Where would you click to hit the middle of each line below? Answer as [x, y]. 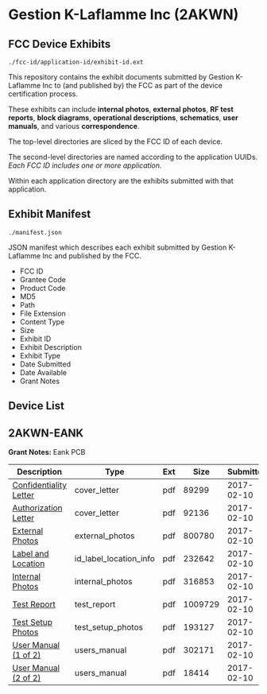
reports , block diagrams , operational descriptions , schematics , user [123, 118]
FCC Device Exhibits [60, 44]
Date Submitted [45, 364]
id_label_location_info [114, 559]
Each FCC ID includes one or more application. [85, 165]
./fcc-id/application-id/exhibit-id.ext [76, 62]
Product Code [43, 288]
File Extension [43, 313]
